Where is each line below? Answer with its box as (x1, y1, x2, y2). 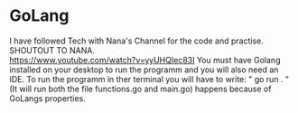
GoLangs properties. (9, 92, 86, 104)
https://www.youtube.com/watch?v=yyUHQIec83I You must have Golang (9, 54, 281, 65)
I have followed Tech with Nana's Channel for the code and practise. (9, 35, 265, 46)
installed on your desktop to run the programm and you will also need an (9, 64, 279, 75)
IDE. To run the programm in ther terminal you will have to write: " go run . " (9, 73, 290, 84)
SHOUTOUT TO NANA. (9, 44, 95, 55)
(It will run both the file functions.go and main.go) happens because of (9, 83, 272, 94)
